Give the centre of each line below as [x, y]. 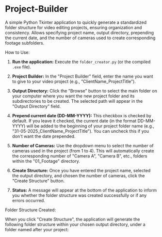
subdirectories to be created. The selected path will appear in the [77, 101]
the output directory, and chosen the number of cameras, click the [78, 175]
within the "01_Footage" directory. [46, 161]
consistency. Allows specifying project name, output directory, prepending [80, 32]
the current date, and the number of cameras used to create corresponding [80, 38]
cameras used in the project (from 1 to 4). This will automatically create [83, 151]
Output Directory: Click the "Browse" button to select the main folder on [85, 91]
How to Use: [17, 52]
